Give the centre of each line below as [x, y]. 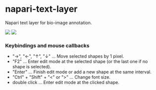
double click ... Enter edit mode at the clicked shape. [66, 83]
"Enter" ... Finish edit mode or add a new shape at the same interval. [82, 72]
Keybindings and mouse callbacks [47, 45]
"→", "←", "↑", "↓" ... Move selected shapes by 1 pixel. [68, 56]
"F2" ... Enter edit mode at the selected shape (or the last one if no [80, 61]
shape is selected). [32, 67]
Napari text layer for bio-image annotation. [49, 23]
